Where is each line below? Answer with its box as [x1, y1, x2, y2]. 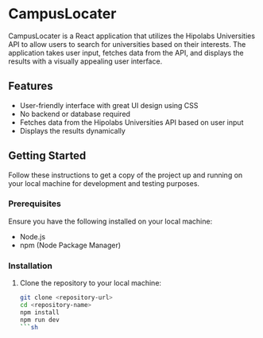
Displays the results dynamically [19, 126, 126, 135]
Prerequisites [8, 198, 61, 209]
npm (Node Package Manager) [19, 240, 122, 250]
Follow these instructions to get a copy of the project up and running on [8, 170, 243, 180]
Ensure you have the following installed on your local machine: [8, 216, 213, 226]
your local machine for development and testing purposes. [8, 178, 200, 188]
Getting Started [8, 149, 87, 163]
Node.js [19, 231, 46, 241]
